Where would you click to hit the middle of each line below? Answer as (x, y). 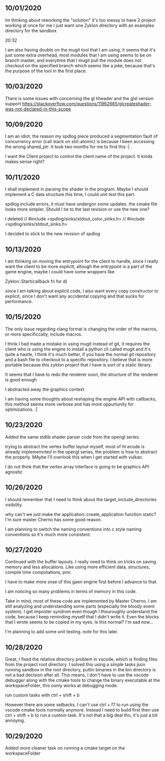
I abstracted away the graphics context (45, 389)
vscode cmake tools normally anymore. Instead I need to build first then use (82, 710)
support (13, 103)
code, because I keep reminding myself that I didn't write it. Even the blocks (82, 617)
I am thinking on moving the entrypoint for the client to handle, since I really (82, 261)
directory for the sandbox (31, 30)
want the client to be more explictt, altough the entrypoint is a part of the (79, 266)
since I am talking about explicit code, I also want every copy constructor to (82, 291)
